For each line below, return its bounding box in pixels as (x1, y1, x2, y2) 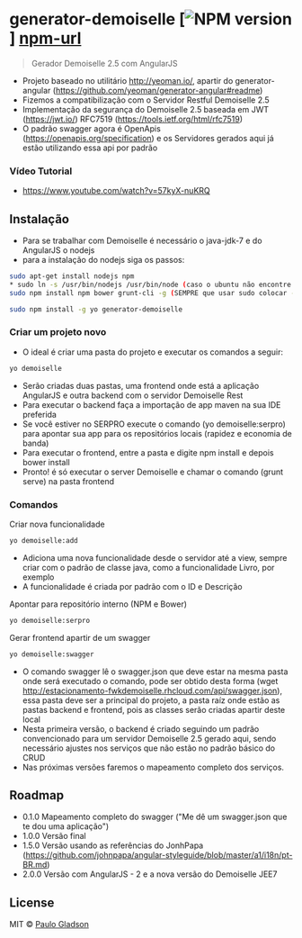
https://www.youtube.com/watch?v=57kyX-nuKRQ (22, 185, 211, 196)
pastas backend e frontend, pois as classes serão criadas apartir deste (22, 704, 286, 715)
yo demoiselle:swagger (9, 649, 94, 659)
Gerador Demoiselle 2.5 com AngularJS (31, 58, 178, 68)
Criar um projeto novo (9, 326, 107, 338)
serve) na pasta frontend (22, 475, 115, 486)
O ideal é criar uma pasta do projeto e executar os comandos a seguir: (22, 347, 283, 357)
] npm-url (9, 28, 82, 49)
